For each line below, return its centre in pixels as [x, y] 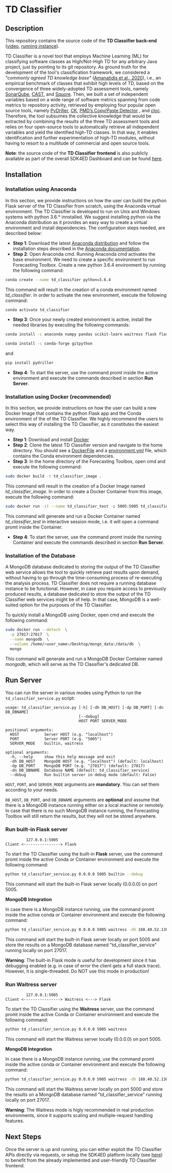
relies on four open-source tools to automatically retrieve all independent [82, 127]
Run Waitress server [31, 984]
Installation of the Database [40, 556]
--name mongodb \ [30, 639]
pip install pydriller [29, 363]
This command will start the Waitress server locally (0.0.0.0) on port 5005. [84, 1039]
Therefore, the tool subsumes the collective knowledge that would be [79, 116]
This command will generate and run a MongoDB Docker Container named [84, 659]
